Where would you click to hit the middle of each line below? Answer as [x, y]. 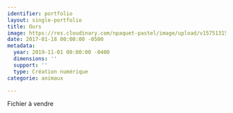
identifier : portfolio [40, 14]
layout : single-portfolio [44, 20]
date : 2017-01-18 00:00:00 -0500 [55, 40]
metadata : [21, 46]
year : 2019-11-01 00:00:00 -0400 [62, 53]
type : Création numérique [51, 71]
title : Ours [24, 26]
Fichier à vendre [31, 104]
